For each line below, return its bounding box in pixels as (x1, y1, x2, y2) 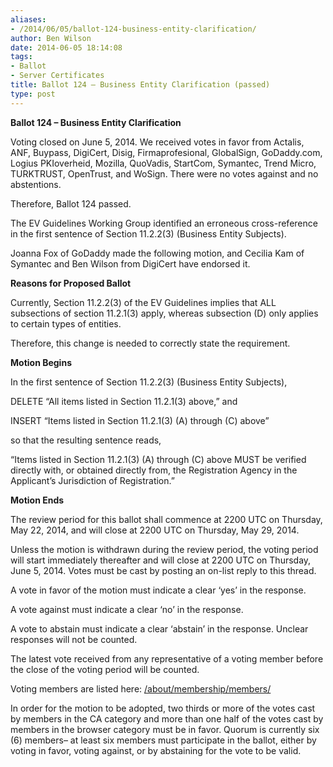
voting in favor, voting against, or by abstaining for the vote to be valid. (10, 744, 302, 756)
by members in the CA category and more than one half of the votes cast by (10, 712, 324, 725)
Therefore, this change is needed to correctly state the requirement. (10, 337, 291, 349)
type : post (10, 89, 56, 99)
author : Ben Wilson (10, 33, 92, 43)
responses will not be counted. (10, 633, 138, 645)
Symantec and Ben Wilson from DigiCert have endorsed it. (10, 257, 251, 270)
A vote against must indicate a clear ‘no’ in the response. (10, 603, 244, 615)
